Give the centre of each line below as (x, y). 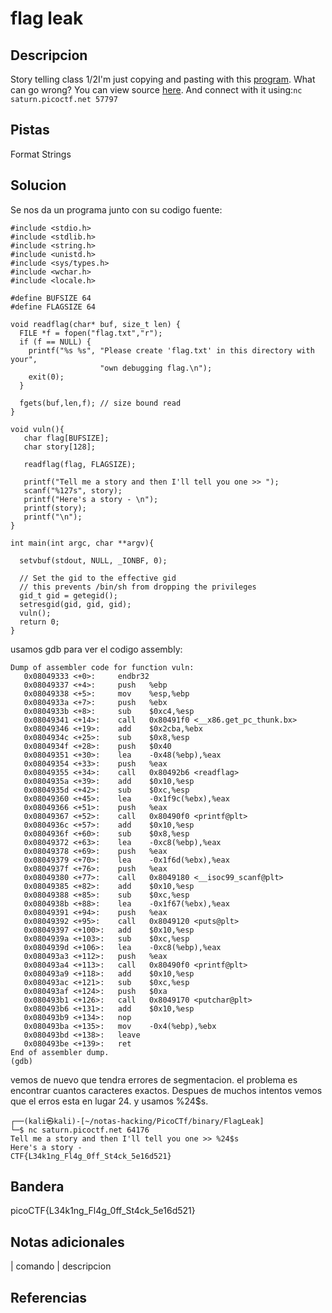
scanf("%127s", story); (73, 490)
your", (24, 359)
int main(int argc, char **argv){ (82, 543)
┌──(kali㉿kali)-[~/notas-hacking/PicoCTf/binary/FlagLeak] (137, 1121)
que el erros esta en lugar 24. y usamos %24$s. (109, 1101)
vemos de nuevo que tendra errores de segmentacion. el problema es (154, 1079)
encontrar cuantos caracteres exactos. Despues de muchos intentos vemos (166, 1090)
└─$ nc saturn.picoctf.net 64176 (80, 1130)
